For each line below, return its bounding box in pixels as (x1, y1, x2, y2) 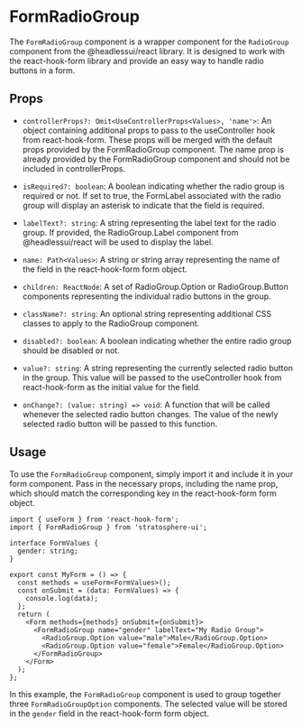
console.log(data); (25, 593, 99, 602)
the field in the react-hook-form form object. (22, 264, 188, 275)
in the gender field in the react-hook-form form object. (9, 707, 209, 719)
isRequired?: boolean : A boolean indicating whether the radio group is (22, 181, 286, 191)
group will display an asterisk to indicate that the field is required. (22, 200, 265, 210)
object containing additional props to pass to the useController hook (22, 125, 276, 135)
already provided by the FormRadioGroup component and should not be (22, 154, 290, 164)
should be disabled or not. (22, 345, 120, 356)
